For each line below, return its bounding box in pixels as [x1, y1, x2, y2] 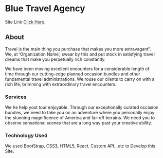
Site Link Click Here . [5, 19, 46, 25]
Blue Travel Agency [5, 3, 85, 14]
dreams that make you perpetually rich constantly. [5, 56, 106, 62]
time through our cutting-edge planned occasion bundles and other [5, 71, 140, 77]
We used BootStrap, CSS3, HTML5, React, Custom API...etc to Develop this [5, 143, 156, 149]
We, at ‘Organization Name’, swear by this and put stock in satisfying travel [5, 51, 155, 57]
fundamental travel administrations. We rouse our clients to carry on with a [5, 76, 155, 82]
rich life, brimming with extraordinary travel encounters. [5, 81, 117, 87]
